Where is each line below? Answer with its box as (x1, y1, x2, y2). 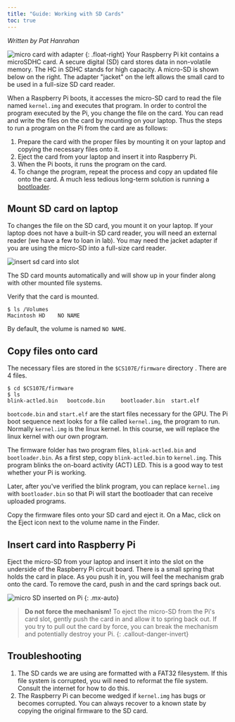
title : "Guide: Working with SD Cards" (7, 10, 125, 18)
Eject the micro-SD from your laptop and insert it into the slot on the (7, 557, 204, 565)
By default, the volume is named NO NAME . (7, 325, 127, 333)
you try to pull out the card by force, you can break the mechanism (24, 622, 218, 630)
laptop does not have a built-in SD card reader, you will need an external (7, 229, 217, 237)
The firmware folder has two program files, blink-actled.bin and (7, 446, 197, 455)
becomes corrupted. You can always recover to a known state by (17, 699, 206, 707)
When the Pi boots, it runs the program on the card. (17, 160, 167, 168)
